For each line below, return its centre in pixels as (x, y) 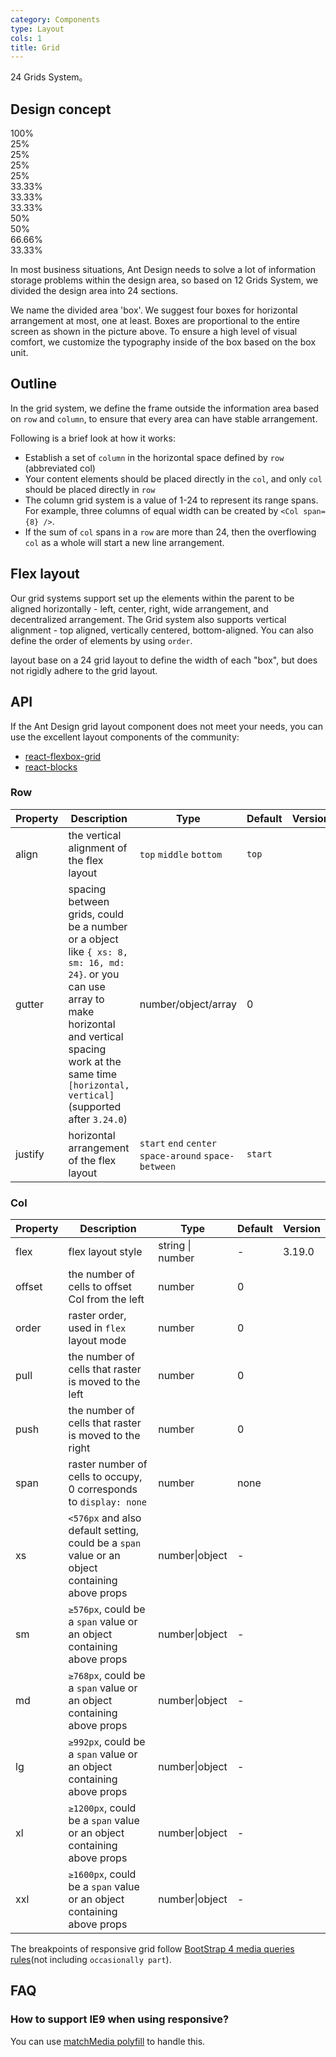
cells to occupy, (105, 1477)
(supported (95, 1106)
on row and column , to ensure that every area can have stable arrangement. (164, 418)
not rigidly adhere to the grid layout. (84, 670)
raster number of (108, 1464)
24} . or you (94, 974)
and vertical (96, 1036)
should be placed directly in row (90, 489)
